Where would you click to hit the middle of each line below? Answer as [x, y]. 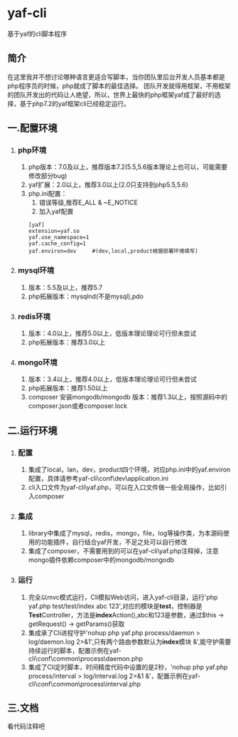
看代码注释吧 [26, 726]
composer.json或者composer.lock [78, 406]
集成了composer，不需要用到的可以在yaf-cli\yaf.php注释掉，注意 [123, 551]
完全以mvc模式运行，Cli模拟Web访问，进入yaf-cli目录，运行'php [123, 597]
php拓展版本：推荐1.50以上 [68, 388]
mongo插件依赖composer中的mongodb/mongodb [101, 560]
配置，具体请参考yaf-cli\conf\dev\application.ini [98, 479]
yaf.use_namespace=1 [59, 237]
